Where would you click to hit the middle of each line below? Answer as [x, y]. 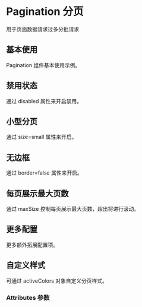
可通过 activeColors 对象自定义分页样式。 [57, 281]
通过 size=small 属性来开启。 [42, 137]
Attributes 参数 [28, 297]
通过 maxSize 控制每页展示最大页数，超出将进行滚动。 [73, 209]
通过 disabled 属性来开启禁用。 [44, 101]
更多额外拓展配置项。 [32, 245]
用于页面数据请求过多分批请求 [42, 29]
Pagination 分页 [45, 12]
